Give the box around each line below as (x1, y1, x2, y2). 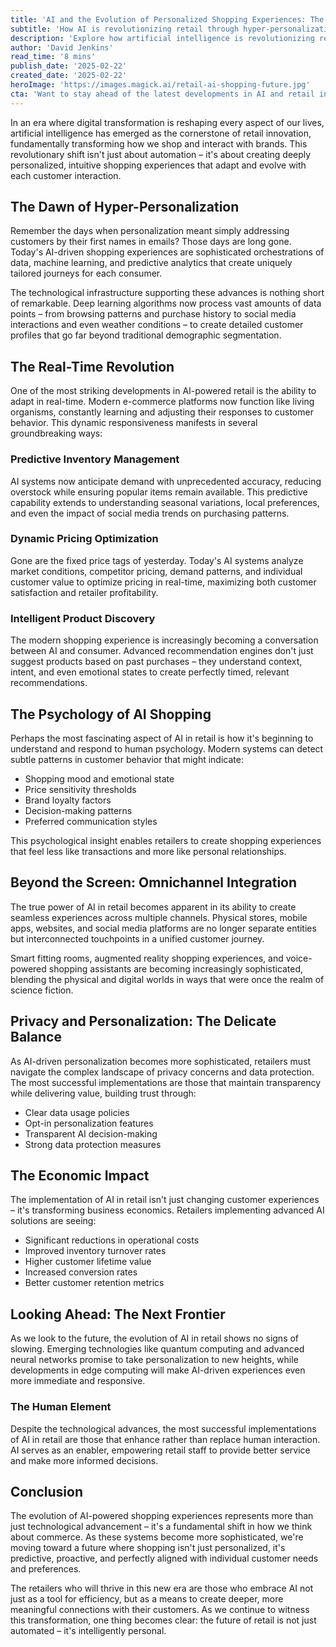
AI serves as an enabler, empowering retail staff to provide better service (10, 1444, 311, 1456)
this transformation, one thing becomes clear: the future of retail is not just (10, 1614, 317, 1626)
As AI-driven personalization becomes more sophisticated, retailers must (10, 1055, 312, 1067)
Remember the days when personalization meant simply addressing (10, 225, 290, 237)
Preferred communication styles (24, 815, 158, 827)
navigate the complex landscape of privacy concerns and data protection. (10, 1066, 315, 1078)
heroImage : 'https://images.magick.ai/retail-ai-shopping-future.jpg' (10, 80, 311, 90)
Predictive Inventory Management (10, 452, 180, 466)
